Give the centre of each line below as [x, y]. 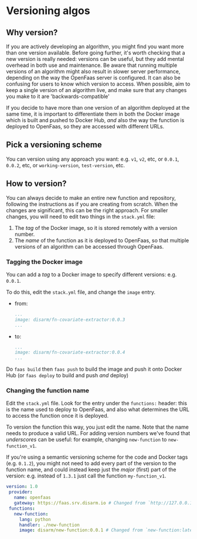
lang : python [35, 519]
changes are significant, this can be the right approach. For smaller [87, 210]
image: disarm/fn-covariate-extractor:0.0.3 [70, 320]
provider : [21, 492]
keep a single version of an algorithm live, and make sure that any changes [96, 90]
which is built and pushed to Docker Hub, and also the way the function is [95, 120]
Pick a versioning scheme [54, 145]
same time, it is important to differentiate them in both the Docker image [93, 114]
